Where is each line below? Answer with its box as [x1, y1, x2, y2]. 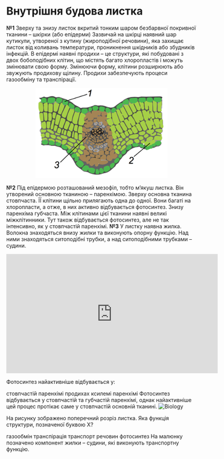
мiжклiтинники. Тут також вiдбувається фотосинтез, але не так [6, 216, 169, 223]
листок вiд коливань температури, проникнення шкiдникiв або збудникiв [6, 44, 195, 51]
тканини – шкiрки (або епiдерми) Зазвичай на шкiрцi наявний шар [6, 30, 177, 38]
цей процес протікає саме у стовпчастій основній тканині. [6, 403, 158, 410]
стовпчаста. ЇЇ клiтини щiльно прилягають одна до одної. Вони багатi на [6, 197, 191, 204]
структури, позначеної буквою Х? [6, 421, 94, 428]
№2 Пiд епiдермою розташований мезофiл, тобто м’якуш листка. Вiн [6, 184, 184, 191]
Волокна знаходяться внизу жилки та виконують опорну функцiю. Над [6, 229, 189, 237]
